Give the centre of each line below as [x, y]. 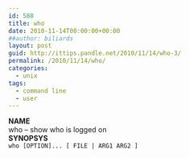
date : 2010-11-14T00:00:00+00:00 [64, 31]
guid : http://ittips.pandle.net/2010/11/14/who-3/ [95, 53]
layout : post [30, 46]
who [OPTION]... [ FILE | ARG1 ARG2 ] [73, 146]
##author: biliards [41, 38]
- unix [27, 76]
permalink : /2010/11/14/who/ [57, 61]
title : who [27, 23]
